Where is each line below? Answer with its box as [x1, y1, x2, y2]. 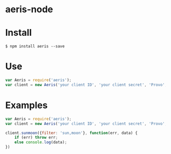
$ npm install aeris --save [5, 44, 65, 49]
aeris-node [5, 4, 53, 15]
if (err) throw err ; [14, 135, 58, 140]
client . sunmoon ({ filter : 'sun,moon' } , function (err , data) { [5, 130, 138, 136]
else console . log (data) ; [14, 140, 67, 145]
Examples [5, 99, 48, 111]
